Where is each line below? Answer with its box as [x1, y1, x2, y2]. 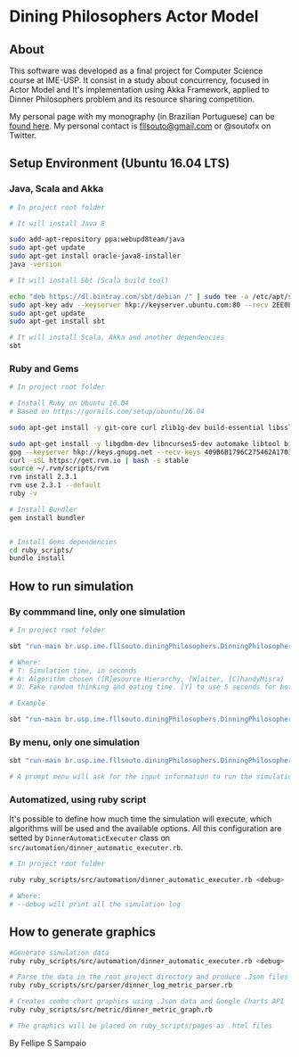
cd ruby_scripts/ [9, 546, 74, 555]
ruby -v [9, 489, 38, 499]
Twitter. [9, 130, 37, 140]
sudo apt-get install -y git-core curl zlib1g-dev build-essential [9, 423, 265, 432]
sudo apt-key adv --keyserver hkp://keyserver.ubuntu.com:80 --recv [9, 301, 269, 310]
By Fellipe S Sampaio [9, 1037, 87, 1048]
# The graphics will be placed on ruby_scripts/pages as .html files [9, 1021, 273, 1030]
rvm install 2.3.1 [9, 473, 77, 482]
